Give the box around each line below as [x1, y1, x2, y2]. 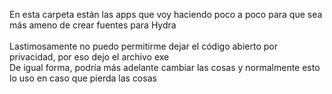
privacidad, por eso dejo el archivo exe [9, 51, 170, 63]
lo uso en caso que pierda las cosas [9, 72, 157, 84]
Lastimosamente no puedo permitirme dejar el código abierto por [9, 40, 278, 52]
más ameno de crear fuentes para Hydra [9, 19, 177, 31]
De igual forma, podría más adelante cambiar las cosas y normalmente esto [9, 62, 321, 73]
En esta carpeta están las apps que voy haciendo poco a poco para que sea [9, 9, 323, 20]
